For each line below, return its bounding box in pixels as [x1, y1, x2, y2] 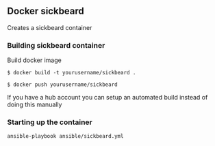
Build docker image [7, 56, 62, 64]
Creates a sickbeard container [7, 23, 92, 31]
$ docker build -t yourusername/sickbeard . [7, 70, 136, 76]
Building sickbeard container [7, 40, 105, 50]
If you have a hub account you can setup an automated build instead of [7, 93, 208, 102]
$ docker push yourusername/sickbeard [7, 81, 118, 88]
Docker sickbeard [7, 5, 84, 17]
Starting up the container [7, 117, 92, 127]
